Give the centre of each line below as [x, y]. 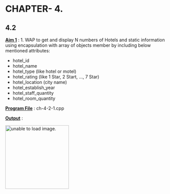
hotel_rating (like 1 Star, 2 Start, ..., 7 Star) [56, 77]
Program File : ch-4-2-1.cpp [35, 108]
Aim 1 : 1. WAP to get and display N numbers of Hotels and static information [85, 40]
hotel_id [21, 61]
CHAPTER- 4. [34, 9]
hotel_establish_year [34, 88]
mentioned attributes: [28, 51]
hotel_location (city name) [40, 82]
